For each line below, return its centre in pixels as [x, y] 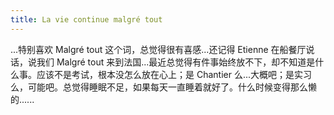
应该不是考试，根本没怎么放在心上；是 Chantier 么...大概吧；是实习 [174, 74]
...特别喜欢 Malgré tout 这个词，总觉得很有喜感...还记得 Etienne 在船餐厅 [158, 49]
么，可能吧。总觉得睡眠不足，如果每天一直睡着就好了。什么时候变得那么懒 [163, 87]
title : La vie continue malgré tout [86, 19]
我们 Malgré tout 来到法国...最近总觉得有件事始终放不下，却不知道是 [176, 62]
